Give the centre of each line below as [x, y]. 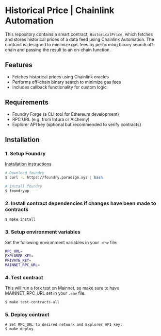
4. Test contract [24, 277]
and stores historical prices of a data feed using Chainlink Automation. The [80, 39]
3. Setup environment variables [43, 232]
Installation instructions [28, 164]
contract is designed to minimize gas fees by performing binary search [76, 44]
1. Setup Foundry [25, 153]
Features [19, 65]
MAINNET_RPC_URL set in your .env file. [45, 293]
